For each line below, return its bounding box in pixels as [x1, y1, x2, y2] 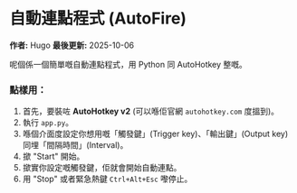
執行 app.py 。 [22, 117, 74, 128]
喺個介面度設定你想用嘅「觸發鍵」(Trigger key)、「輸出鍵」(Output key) [22, 128, 288, 140]
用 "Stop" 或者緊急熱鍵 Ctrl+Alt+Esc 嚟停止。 [22, 173, 193, 185]
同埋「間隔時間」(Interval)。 [22, 140, 129, 151]
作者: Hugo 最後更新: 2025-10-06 [9, 40, 134, 51]
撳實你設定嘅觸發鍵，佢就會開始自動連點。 [22, 162, 182, 173]
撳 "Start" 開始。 [22, 151, 85, 162]
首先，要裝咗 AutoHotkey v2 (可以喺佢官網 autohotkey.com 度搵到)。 [22, 106, 279, 117]
